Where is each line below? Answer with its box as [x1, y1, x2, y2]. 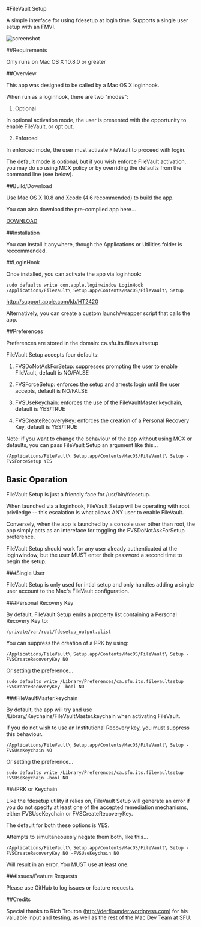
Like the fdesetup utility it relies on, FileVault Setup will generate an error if [6, 797, 190, 804]
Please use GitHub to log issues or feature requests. [6, 884, 135, 891]
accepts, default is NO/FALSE [14, 387, 88, 394]
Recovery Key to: [6, 617, 49, 624]
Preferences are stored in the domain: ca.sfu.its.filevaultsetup [6, 340, 159, 346]
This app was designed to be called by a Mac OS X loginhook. [6, 81, 160, 89]
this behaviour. [6, 730, 43, 737]
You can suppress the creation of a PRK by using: [6, 639, 129, 646]
